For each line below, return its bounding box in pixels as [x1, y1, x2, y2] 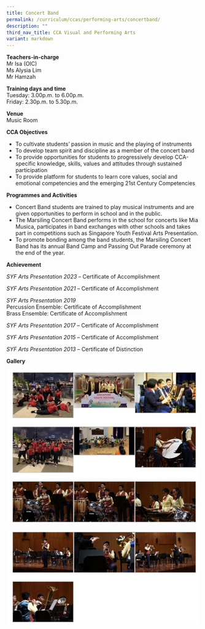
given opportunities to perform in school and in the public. [15, 210, 163, 218]
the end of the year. [15, 249, 66, 256]
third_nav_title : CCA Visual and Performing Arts [6, 30, 136, 36]
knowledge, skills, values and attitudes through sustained [36, 160, 182, 167]
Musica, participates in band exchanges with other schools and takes [15, 223, 191, 231]
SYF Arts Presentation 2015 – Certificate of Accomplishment [6, 334, 159, 341]
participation [15, 167, 48, 174]
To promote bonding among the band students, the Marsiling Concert [15, 236, 191, 243]
